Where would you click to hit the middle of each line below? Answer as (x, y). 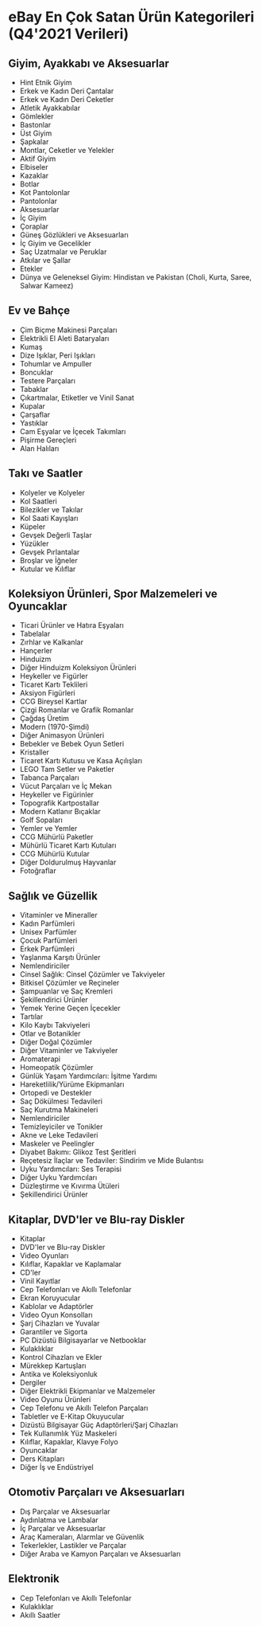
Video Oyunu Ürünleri (55, 1400)
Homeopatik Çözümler (56, 1068)
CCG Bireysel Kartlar (53, 702)
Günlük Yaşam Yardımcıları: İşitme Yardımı (88, 1076)
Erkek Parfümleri (47, 949)
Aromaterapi (40, 1059)
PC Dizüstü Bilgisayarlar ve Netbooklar (83, 1340)
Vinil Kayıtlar (40, 1281)
